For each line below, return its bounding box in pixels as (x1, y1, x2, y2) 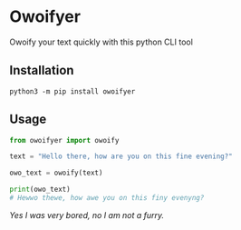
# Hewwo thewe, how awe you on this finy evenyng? (9, 194, 205, 203)
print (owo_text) (9, 185, 71, 195)
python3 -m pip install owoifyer (9, 86, 136, 96)
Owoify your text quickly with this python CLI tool (9, 36, 193, 47)
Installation (9, 63, 74, 78)
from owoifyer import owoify (9, 135, 120, 145)
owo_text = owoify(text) (9, 168, 103, 178)
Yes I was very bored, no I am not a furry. (9, 209, 165, 220)
